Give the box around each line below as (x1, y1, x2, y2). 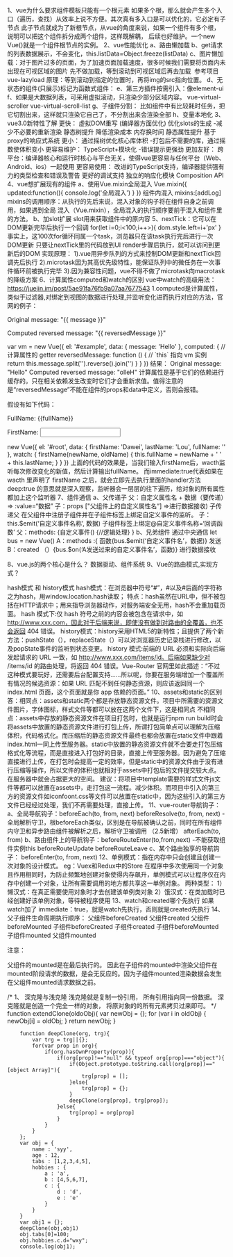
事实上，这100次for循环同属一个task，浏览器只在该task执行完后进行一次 (7, 232, 214, 240)
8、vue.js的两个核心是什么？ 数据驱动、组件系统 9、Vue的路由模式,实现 (7, 560, 213, 568)
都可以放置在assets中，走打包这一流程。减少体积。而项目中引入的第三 (19, 784, 221, 791)
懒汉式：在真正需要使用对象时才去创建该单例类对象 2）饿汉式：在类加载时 (7, 888, 220, 895)
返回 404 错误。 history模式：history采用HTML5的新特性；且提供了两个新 (12, 627, 224, 635)
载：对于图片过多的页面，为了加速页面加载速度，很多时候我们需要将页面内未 (7, 58, 226, 66)
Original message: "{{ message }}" (7, 316, 106, 323)
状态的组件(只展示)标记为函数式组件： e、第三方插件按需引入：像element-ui (7, 84, 224, 92)
